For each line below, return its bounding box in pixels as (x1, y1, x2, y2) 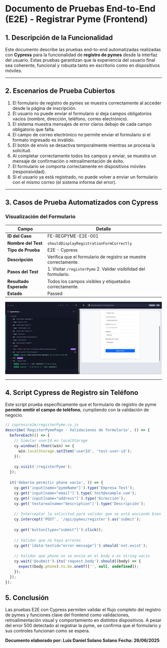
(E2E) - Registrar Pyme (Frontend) (5, 13, 148, 25)
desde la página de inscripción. (12, 105, 77, 111)
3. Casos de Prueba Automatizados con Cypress (5, 198, 159, 207)
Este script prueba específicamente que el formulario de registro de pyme (5, 401, 157, 408)
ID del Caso (7, 233, 32, 239)
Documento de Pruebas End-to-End (5, 3, 156, 14)
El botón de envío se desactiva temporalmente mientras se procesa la (12, 142, 155, 148)
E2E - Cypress (47, 247, 78, 253)
